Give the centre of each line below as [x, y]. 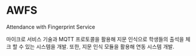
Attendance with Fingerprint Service [51, 27]
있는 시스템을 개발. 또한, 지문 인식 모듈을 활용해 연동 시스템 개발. [99, 46]
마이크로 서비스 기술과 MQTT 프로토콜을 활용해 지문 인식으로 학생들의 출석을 [95, 39]
